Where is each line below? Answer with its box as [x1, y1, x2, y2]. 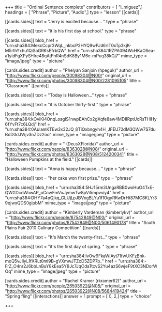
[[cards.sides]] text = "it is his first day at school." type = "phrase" [5, 28, 137, 33]
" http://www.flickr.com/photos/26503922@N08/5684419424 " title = [5, 288, 142, 294]
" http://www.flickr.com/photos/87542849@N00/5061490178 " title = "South [5, 220, 156, 225]
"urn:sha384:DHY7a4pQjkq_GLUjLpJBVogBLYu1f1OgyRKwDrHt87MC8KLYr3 [5, 195, 157, 201]
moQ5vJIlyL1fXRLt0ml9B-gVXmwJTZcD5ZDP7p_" [5, 258, 104, 264]
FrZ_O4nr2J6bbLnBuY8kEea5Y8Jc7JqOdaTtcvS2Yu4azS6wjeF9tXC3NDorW [5, 264, 158, 269]
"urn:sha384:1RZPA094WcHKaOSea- [81, 48, 156, 53]
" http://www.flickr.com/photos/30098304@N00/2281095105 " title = [5, 78, 141, 83]
